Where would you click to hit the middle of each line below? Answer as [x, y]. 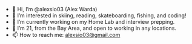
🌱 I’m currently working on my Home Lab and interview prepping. [93, 22]
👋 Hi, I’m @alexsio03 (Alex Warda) [55, 9]
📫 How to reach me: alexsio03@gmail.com [66, 35]
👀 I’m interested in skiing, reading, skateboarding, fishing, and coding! [99, 15]
